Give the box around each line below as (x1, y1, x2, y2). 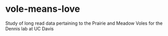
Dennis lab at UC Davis (5, 25, 54, 31)
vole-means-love (5, 3, 80, 15)
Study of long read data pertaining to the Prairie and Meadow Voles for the (5, 20, 163, 26)
